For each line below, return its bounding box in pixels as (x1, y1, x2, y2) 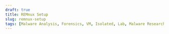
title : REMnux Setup (5, 12, 49, 17)
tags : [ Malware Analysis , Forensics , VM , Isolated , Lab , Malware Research (5, 21, 165, 26)
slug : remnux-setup (5, 16, 46, 21)
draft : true (5, 7, 30, 12)
